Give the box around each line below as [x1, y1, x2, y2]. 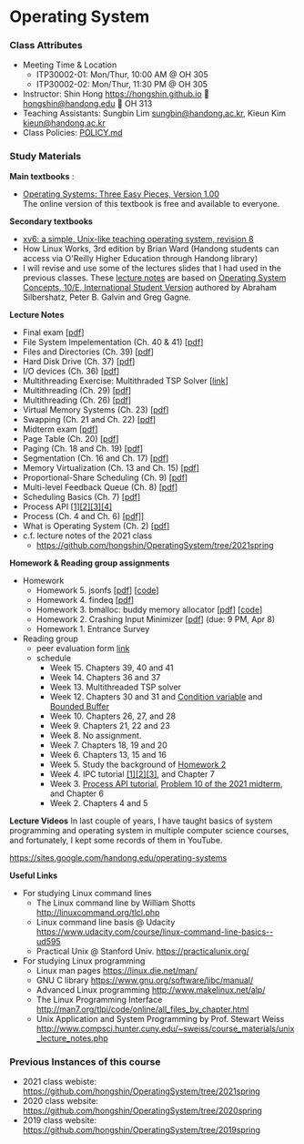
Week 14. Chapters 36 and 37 [49, 671, 161, 682]
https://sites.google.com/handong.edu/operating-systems [9, 852, 228, 863]
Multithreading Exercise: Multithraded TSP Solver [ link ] [22, 375, 229, 386]
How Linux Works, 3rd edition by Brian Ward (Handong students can [22, 243, 279, 254]
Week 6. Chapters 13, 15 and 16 [49, 749, 167, 760]
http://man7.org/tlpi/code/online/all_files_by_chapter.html [35, 1004, 249, 1015]
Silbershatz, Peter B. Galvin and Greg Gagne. [22, 291, 191, 302]
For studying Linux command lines [22, 887, 152, 898]
